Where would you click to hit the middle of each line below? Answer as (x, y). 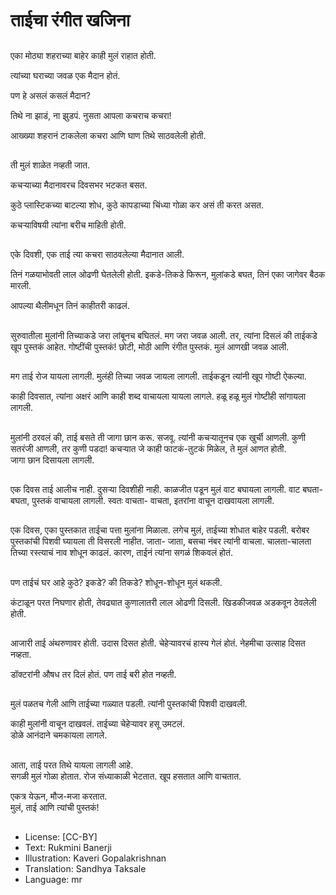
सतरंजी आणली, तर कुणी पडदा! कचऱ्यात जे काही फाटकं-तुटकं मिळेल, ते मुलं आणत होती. (148, 448)
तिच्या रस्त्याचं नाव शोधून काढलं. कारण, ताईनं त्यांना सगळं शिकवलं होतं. (121, 553)
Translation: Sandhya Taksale (85, 869)
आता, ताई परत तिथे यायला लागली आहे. (72, 765)
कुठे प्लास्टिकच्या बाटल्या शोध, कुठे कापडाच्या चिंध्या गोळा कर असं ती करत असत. (137, 205)
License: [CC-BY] (61, 837)
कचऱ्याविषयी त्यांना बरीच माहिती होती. (68, 225)
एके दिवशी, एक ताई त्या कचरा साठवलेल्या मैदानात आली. (97, 255)
